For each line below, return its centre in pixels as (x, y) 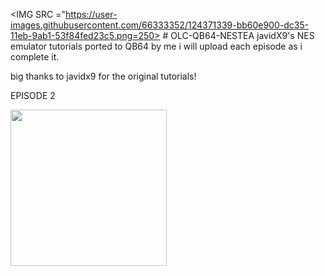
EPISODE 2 (33, 95)
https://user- (91, 14)
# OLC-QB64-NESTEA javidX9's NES (238, 35)
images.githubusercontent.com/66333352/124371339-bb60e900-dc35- (160, 25)
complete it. (35, 57)
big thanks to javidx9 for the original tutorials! (103, 76)
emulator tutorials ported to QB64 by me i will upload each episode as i (156, 46)
